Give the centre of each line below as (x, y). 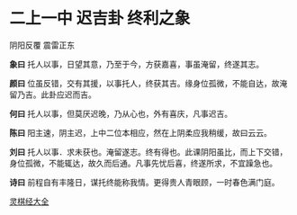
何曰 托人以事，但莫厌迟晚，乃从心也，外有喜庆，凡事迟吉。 (121, 113)
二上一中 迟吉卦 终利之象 (100, 18)
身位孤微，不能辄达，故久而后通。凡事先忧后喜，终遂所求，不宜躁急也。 (143, 163)
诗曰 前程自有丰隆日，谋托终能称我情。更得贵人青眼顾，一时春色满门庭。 (144, 182)
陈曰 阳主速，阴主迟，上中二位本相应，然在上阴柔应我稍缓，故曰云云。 (140, 132)
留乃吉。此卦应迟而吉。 (53, 94)
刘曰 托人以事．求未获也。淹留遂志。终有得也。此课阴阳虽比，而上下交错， (148, 152)
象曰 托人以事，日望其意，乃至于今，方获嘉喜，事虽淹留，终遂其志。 (136, 64)
